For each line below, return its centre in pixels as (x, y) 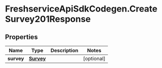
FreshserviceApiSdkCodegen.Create (81, 9)
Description (64, 50)
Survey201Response (48, 19)
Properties (21, 37)
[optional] (94, 59)
